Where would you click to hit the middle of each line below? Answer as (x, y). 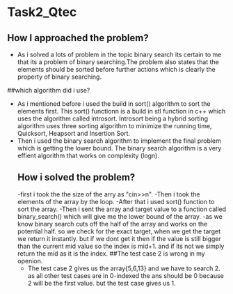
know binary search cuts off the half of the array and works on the (112, 224)
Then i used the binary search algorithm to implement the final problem (119, 141)
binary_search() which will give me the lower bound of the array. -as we (120, 216)
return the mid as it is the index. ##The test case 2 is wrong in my (111, 253)
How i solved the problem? (76, 177)
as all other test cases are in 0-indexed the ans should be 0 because (126, 275)
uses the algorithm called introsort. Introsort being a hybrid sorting (113, 118)
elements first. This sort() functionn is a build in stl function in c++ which (121, 111)
